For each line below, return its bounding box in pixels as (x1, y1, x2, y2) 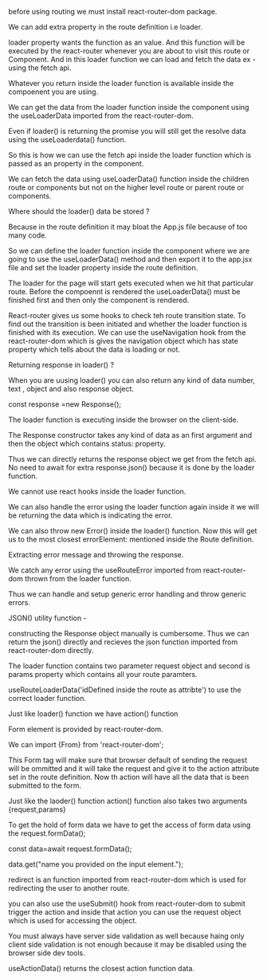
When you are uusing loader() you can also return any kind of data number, (8, 376, 255, 385)
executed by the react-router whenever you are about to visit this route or (8, 46, 249, 55)
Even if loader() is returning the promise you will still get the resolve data (8, 127, 246, 136)
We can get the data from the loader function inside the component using (8, 103, 249, 112)
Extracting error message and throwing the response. (8, 550, 184, 559)
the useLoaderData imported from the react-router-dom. (8, 111, 194, 120)
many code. (8, 230, 48, 240)
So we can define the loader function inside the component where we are (8, 246, 249, 255)
